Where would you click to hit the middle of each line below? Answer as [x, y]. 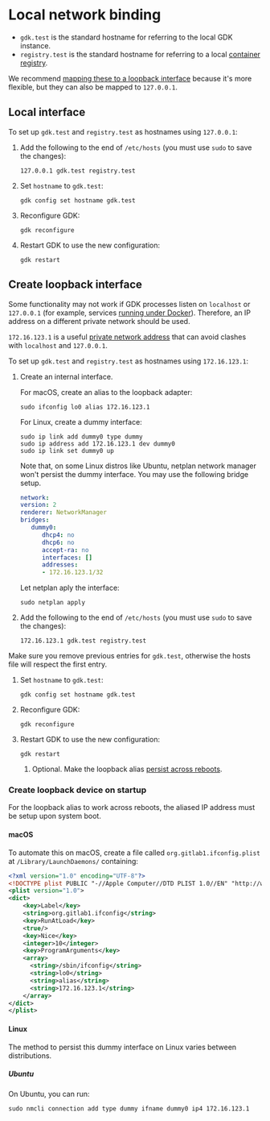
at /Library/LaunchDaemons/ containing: [74, 861]
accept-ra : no [65, 550]
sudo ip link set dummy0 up [67, 450]
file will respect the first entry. [57, 664]
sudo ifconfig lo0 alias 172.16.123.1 [85, 407]
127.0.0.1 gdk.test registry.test [78, 171]
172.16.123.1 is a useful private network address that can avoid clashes [127, 337]
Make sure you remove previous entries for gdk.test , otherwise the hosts [129, 656]
